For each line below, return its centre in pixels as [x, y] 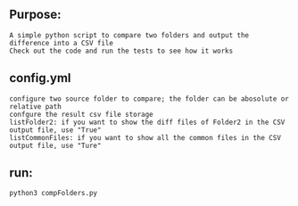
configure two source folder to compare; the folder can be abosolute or [149, 99]
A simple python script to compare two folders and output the [129, 35]
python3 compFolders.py [54, 194]
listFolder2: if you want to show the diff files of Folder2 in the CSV [147, 122]
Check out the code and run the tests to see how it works [121, 51]
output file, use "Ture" [55, 145]
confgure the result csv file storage [81, 114]
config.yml [40, 78]
